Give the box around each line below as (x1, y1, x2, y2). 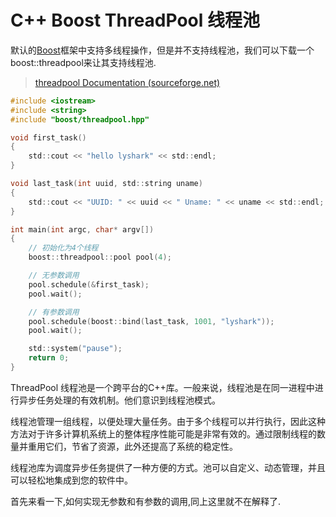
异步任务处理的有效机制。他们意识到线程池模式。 (18, 394, 221, 406)
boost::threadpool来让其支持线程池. (10, 56, 157, 68)
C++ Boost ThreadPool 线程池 (10, 9, 260, 32)
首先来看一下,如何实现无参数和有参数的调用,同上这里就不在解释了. (10, 495, 282, 507)
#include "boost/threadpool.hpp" (10, 114, 150, 125)
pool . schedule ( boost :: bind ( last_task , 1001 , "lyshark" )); (28, 316, 275, 326)
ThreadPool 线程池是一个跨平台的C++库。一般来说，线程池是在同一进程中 (10, 381, 315, 393)
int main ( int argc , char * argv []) (10, 224, 155, 235)
